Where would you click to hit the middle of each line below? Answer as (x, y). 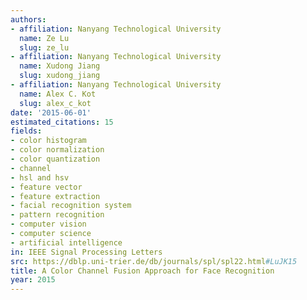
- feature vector (46, 187)
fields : (26, 131)
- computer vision (48, 224)
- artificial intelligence (66, 242)
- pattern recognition (57, 215)
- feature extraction (55, 196)
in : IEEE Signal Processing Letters (86, 252)
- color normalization (57, 150)
